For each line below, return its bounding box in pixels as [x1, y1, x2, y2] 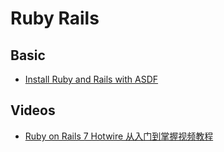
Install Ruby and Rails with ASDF [24, 73, 159, 85]
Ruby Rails [10, 7, 100, 30]
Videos [10, 102, 56, 119]
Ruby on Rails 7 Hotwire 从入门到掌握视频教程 [24, 130, 214, 142]
